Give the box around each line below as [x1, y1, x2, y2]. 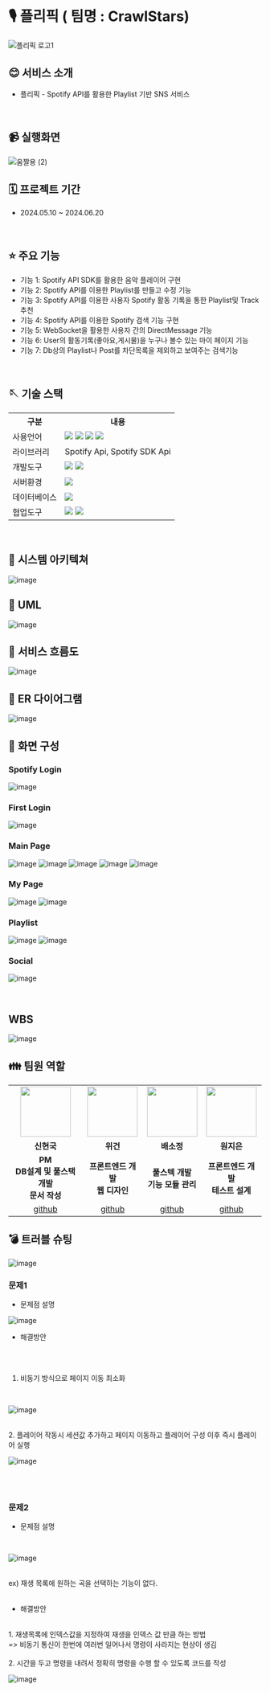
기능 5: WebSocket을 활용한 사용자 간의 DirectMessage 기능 [19, 326, 213, 335]
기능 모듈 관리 [147, 1179, 197, 1190]
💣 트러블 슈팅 [8, 1233, 72, 1247]
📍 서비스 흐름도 [8, 645, 79, 659]
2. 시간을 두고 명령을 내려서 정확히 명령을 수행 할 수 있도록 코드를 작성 [8, 1658, 227, 1668]
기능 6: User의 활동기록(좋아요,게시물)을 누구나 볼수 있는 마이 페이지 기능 [19, 335, 249, 346]
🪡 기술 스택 [8, 387, 63, 400]
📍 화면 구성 [8, 739, 60, 752]
